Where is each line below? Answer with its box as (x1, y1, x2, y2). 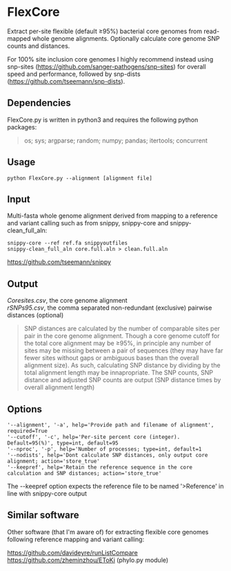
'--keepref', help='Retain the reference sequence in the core (7, 464, 193, 471)
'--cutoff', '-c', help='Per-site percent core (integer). (7, 433, 181, 440)
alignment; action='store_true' (7, 458, 100, 465)
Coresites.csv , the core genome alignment (7, 297, 128, 305)
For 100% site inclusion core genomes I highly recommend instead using (7, 55, 214, 63)
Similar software (7, 509, 79, 521)
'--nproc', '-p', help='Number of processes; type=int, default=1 (7, 446, 202, 453)
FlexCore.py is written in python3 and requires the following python (7, 115, 199, 124)
